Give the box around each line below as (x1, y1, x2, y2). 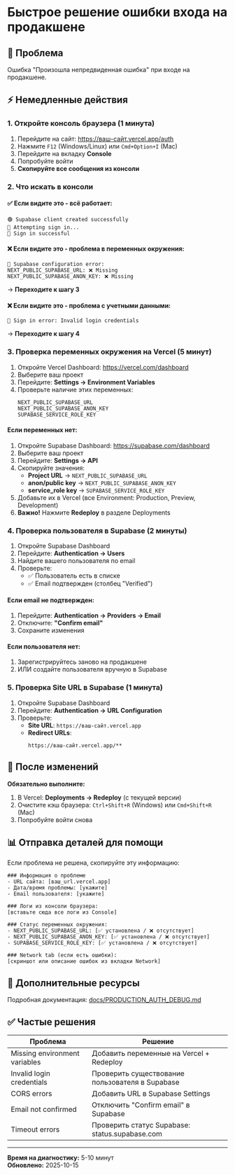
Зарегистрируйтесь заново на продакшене (17, 658, 147, 666)
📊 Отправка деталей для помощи (7, 836, 164, 848)
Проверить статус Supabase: (92, 1120, 191, 1129)
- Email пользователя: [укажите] (7, 891, 105, 898)
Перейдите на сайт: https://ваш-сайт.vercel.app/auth (17, 134, 174, 143)
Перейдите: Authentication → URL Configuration (17, 706, 162, 714)
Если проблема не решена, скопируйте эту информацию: (7, 858, 180, 867)
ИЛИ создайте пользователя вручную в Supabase (17, 665, 168, 674)
